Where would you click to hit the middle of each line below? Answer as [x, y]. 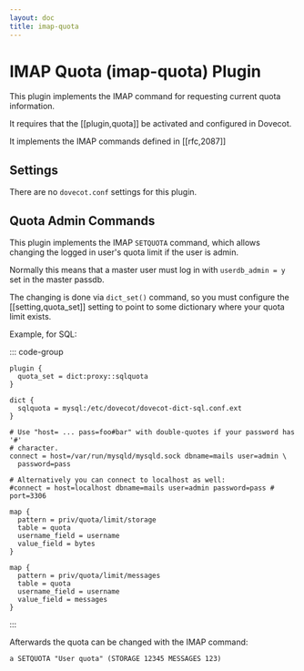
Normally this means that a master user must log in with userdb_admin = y [147, 270]
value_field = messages [62, 600]
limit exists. [30, 317]
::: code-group [36, 352]
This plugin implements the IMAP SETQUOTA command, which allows [135, 243]
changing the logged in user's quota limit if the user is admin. [124, 252]
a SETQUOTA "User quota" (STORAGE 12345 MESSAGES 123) [116, 659]
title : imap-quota [44, 26]
